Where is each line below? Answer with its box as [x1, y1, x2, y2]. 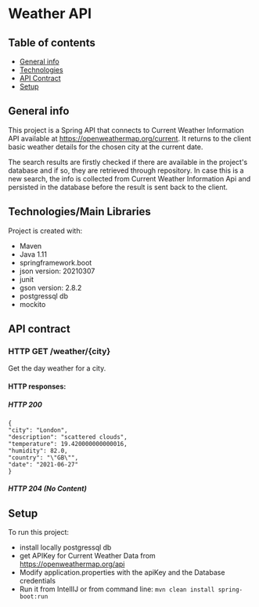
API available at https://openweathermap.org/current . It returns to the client [8, 133, 252, 143]
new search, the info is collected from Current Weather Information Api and [8, 174, 251, 183]
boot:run [19, 593, 49, 601]
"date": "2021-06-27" [8, 460, 79, 468]
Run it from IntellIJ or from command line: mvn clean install [19, 584, 215, 594]
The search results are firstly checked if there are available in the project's [8, 157, 248, 166]
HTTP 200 [8, 400, 43, 409]
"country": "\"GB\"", [8, 453, 79, 462]
